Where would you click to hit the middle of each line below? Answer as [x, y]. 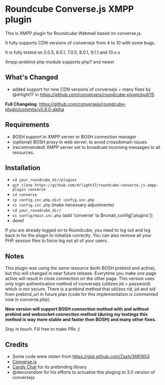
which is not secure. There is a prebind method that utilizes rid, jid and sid [80, 289]
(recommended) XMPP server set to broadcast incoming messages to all [86, 147]
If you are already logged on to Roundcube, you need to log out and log [78, 230]
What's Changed [32, 77]
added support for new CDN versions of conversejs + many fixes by [82, 89]
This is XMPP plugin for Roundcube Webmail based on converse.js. [74, 33]
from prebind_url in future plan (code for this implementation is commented [82, 294]
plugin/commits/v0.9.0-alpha [35, 109]
